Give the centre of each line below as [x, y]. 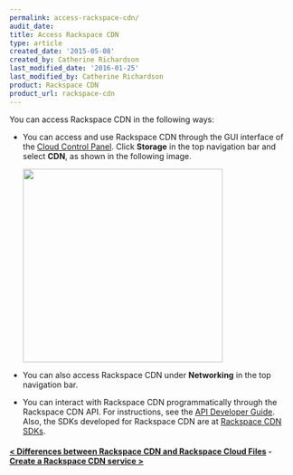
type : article [36, 43]
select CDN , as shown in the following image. [107, 156]
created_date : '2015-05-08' [62, 52]
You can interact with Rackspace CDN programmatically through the [150, 402]
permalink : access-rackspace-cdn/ [75, 18]
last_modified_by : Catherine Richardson [87, 77]
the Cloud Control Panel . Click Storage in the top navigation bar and [149, 147]
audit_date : [32, 26]
